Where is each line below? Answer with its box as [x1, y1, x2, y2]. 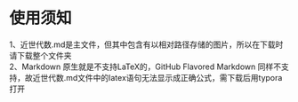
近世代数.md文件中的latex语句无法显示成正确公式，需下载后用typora [32, 72, 283, 82]
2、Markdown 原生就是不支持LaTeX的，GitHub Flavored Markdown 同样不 [9, 61, 282, 72]
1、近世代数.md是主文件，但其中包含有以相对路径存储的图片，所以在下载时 [9, 39, 284, 50]
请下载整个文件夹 [9, 50, 72, 60]
